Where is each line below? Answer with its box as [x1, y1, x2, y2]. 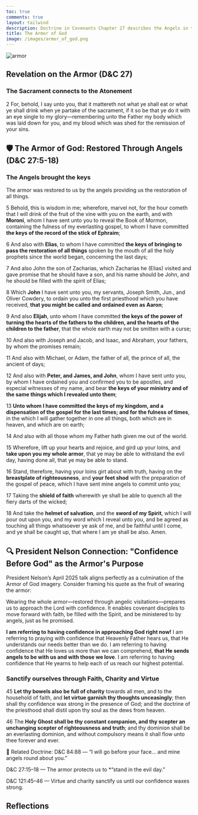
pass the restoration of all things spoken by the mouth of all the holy [6, 247, 174, 254]
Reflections [6, 801, 49, 811]
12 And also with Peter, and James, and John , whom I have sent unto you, [6, 372, 187, 379]
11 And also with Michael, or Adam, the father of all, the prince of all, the [6, 355, 180, 362]
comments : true [6, 14, 44, 20]
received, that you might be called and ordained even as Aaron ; [6, 302, 164, 309]
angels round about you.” [6, 755, 68, 762]
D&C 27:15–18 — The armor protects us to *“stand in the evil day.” [6, 766, 166, 773]
